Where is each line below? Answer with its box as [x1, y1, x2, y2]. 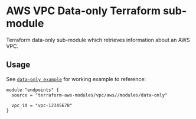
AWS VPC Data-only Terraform [6, 4, 161, 18]
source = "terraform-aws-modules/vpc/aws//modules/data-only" [11, 92, 168, 98]
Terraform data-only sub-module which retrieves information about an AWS [6, 36, 190, 43]
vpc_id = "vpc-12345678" [11, 102, 73, 108]
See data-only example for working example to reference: [6, 75, 146, 82]
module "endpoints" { [6, 87, 60, 93]
